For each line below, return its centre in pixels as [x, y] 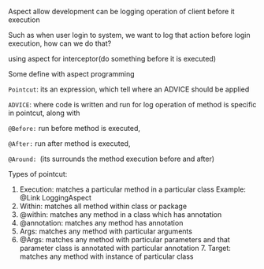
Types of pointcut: [38, 174]
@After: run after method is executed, [69, 144]
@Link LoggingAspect [56, 198]
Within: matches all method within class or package [103, 206]
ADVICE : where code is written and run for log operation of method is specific [132, 105]
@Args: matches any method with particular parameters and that [125, 239]
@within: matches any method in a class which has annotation [121, 215]
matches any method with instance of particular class [106, 256]
